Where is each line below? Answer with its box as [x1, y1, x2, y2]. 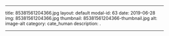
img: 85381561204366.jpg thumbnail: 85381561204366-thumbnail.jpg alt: [5, 15, 157, 21]
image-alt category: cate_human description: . [5, 20, 102, 26]
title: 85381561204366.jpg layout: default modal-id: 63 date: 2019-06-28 [5, 10, 156, 15]
